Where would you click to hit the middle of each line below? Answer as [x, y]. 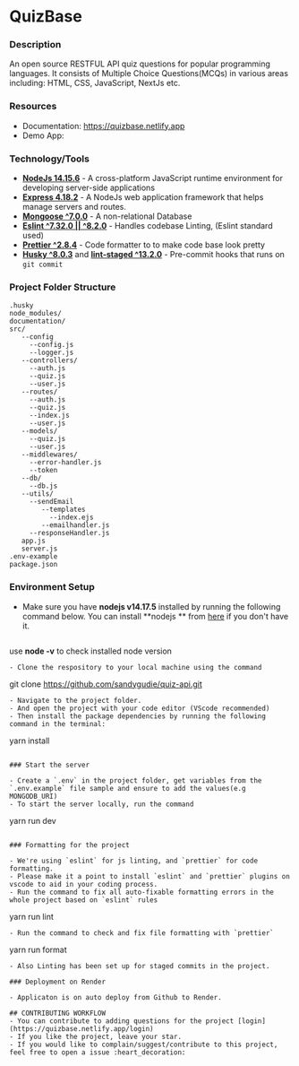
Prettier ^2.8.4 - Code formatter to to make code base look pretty [144, 245]
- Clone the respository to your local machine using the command [136, 667]
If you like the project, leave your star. [99, 1036]
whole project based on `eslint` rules [84, 900]
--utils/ [37, 494]
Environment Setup [52, 587]
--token [43, 471]
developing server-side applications [88, 188]
